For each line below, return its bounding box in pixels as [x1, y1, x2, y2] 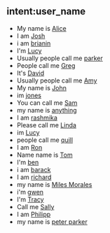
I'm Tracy [16, 195, 44, 204]
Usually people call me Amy [16, 76, 97, 85]
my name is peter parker [16, 217, 88, 226]
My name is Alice [16, 24, 67, 32]
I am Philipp [16, 210, 51, 218]
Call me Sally [16, 202, 55, 211]
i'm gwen [16, 188, 43, 196]
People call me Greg [16, 61, 76, 69]
